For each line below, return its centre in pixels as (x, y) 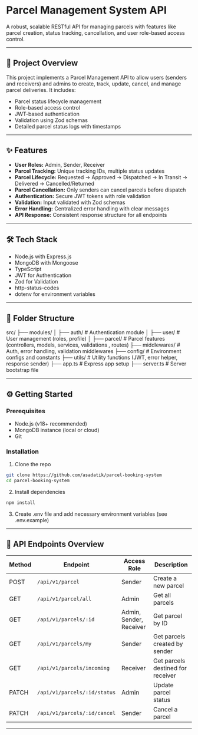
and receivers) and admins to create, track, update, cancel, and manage (94, 84)
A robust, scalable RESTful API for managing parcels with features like (91, 27)
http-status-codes (37, 288)
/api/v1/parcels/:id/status (77, 692)
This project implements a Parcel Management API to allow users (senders (97, 77)
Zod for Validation (36, 282)
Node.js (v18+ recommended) (51, 423)
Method (20, 565)
